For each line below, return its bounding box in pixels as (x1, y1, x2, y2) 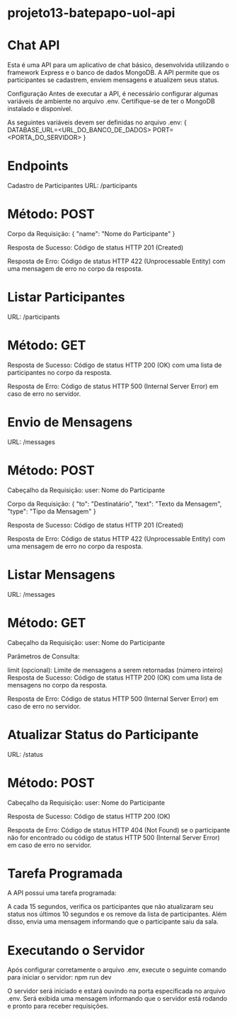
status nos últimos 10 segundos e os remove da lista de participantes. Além (7, 910, 227, 919)
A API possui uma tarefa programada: (7, 889, 117, 897)
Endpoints (7, 158, 69, 174)
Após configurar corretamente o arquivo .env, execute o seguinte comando (7, 965, 226, 974)
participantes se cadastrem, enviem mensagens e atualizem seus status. (7, 76, 219, 84)
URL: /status (7, 750, 44, 758)
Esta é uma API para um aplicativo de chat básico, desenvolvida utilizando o (7, 61, 229, 69)
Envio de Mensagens (7, 414, 133, 431)
